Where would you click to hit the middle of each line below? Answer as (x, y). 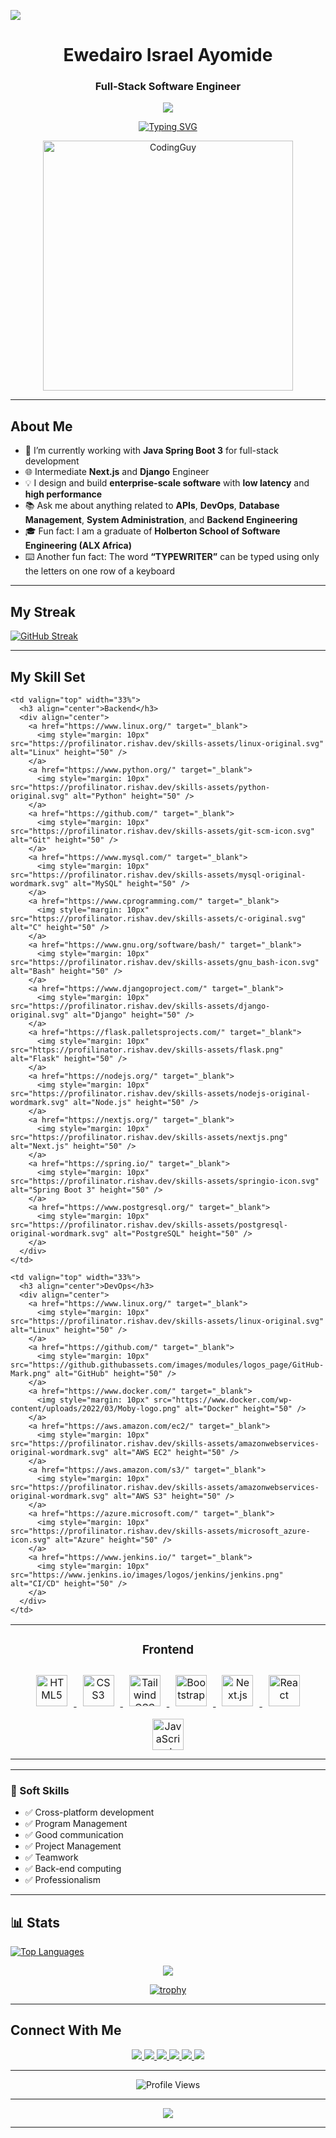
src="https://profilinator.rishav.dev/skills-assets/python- (140, 787)
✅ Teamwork (51, 1857)
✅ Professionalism (63, 1880)
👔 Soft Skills (40, 1790)
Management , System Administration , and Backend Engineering (161, 520)
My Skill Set (48, 676)
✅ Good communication (74, 1835)
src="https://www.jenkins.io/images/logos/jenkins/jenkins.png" (147, 1575)
